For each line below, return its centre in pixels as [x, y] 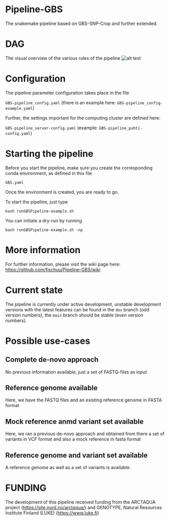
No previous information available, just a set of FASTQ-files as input [76, 372]
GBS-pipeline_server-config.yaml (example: [52, 128]
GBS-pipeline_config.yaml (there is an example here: [61, 102]
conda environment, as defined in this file [49, 173]
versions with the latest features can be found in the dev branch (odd [77, 309]
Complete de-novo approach [52, 360]
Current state [34, 290]
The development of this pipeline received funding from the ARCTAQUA [80, 502]
